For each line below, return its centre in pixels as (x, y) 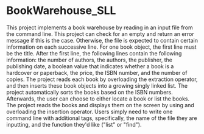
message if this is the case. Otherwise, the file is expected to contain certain (102, 40)
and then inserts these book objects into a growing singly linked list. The (97, 85)
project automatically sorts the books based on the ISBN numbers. (90, 92)
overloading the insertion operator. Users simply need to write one (90, 111)
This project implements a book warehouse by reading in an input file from (100, 27)
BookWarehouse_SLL (61, 11)
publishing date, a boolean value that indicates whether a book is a (90, 66)
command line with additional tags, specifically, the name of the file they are (102, 118)
